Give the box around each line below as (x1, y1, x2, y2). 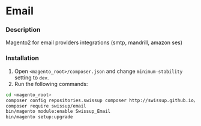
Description (5, 26, 41, 34)
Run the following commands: (14, 80, 88, 87)
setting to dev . (14, 73, 49, 81)
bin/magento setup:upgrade (5, 114, 73, 120)
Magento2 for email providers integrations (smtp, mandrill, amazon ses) (5, 39, 183, 46)
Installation (5, 54, 40, 62)
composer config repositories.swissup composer (5, 97, 127, 103)
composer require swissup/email (5, 103, 86, 109)
